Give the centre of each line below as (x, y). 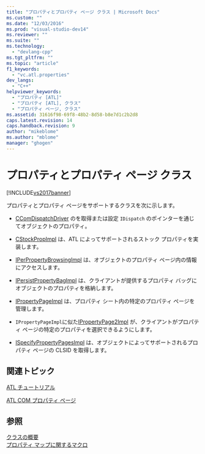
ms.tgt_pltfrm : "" (30, 58)
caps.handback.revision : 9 (41, 126)
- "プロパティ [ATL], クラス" (47, 103)
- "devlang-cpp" (32, 52)
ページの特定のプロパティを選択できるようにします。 (89, 329)
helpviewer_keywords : (34, 92)
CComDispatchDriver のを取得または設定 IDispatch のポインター (97, 218)
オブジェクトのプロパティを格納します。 (66, 288)
